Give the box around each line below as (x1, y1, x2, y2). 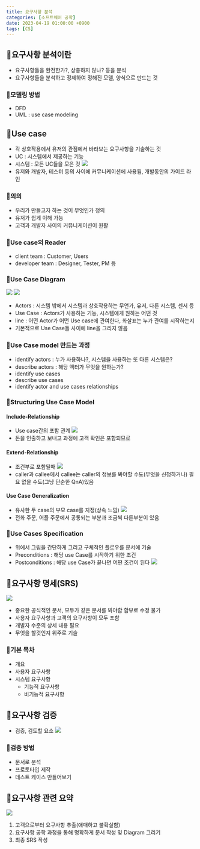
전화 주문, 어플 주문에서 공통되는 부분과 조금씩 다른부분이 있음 (14, 513, 160, 521)
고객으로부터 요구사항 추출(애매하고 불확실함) (14, 821, 121, 829)
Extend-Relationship (6, 449, 59, 456)
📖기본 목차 (6, 645, 35, 654)
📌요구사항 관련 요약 (6, 793, 74, 803)
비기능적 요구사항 (23, 691, 65, 698)
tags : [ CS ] (6, 25, 34, 32)
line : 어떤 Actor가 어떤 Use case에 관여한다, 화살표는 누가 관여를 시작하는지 (14, 317, 195, 324)
